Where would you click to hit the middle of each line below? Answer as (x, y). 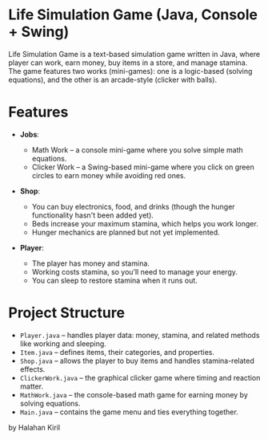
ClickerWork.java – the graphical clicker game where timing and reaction (140, 377)
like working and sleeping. (63, 344)
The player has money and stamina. (91, 263)
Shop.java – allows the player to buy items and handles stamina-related (137, 361)
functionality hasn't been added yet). (93, 215)
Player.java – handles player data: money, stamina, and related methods (140, 335)
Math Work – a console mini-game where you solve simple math (137, 149)
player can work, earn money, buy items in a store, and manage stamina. (128, 63)
